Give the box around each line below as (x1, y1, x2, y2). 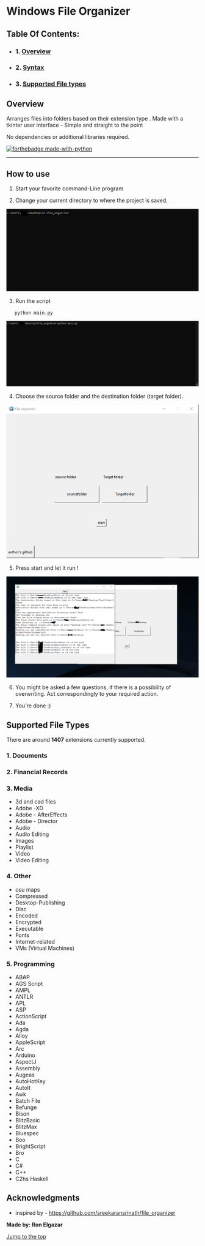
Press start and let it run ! (15, 564, 79, 572)
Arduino (15, 1051, 35, 1059)
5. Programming (6, 960, 55, 968)
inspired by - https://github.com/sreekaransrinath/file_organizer (15, 1209, 176, 1216)
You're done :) (15, 702, 51, 709)
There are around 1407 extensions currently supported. (6, 736, 146, 744)
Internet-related (15, 938, 55, 945)
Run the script (15, 297, 51, 304)
